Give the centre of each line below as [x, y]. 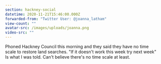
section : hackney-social [31, 10]
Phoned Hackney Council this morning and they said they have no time [77, 47]
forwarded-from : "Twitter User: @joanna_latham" [56, 19]
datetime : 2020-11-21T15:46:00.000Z [43, 14]
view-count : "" [21, 23]
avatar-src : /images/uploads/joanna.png [47, 28]
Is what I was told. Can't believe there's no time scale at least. [68, 57]
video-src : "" [20, 32]
